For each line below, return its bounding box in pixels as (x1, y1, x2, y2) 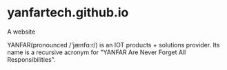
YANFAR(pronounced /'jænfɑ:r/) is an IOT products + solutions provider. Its (7, 40, 220, 49)
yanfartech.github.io (7, 5, 129, 21)
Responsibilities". (7, 55, 57, 63)
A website (7, 27, 36, 36)
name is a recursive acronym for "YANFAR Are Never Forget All (7, 48, 186, 56)
